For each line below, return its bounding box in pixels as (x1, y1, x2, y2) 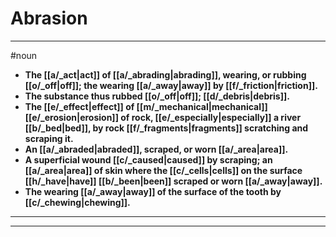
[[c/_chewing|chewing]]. (24, 196, 131, 208)
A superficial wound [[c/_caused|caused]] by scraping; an (24, 153, 273, 166)
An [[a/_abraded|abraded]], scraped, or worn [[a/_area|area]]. (24, 143, 289, 155)
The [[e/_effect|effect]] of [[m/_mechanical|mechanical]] (24, 100, 268, 112)
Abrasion (10, 7, 88, 30)
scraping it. (24, 132, 74, 144)
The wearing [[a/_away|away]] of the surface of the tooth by (24, 185, 282, 197)
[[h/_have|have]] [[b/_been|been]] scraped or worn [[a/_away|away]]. (24, 175, 323, 187)
